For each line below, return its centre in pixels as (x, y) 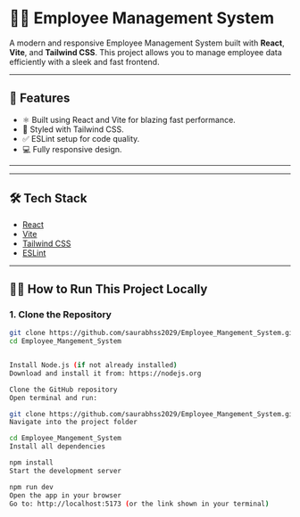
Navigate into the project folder (74, 423)
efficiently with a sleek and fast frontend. (84, 62)
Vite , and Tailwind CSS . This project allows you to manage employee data (146, 52)
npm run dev (31, 487)
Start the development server (66, 471)
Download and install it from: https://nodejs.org (105, 373)
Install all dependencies (57, 447)
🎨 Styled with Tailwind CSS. (73, 129)
